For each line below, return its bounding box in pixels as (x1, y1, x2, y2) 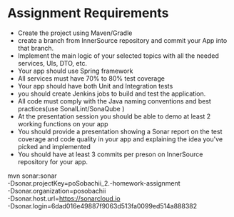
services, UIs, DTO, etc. (17, 59, 88, 67)
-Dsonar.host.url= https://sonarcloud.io (7, 194, 121, 203)
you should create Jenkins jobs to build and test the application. (17, 89, 206, 98)
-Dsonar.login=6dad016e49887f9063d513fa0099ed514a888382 (7, 201, 198, 210)
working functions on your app (17, 119, 108, 128)
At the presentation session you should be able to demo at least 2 (17, 112, 211, 121)
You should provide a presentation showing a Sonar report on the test (17, 127, 223, 136)
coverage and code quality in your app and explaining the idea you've (17, 134, 223, 143)
